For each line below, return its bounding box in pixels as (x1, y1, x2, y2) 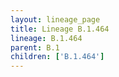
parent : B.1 (10, 42, 60, 53)
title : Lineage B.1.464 (10, 24, 110, 34)
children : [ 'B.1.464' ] (10, 52, 105, 62)
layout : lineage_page (10, 14, 101, 25)
